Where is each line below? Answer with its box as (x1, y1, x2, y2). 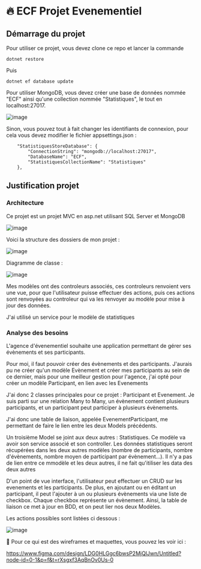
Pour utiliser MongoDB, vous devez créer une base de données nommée (6, 89, 186, 96)
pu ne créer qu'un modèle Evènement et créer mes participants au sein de (6, 366, 190, 374)
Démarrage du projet (6, 28, 86, 39)
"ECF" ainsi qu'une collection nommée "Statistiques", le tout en (6, 95, 163, 102)
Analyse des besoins (6, 329, 69, 337)
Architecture (6, 199, 44, 207)
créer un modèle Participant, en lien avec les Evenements (6, 379, 148, 386)
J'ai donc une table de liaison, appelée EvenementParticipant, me (6, 415, 168, 423)
